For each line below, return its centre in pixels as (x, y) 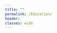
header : (13, 18)
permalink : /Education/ (29, 14)
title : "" (15, 9)
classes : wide (19, 23)
